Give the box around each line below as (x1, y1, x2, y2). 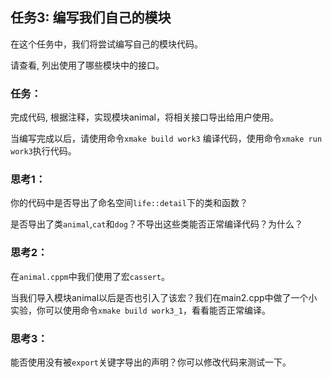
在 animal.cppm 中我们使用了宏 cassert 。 (10, 270, 170, 282)
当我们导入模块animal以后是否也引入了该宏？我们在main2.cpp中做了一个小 (10, 291, 318, 303)
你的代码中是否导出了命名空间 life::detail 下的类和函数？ (10, 197, 248, 209)
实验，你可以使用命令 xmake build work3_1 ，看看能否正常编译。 (10, 304, 272, 316)
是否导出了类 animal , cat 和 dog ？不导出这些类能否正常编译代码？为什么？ (10, 218, 303, 230)
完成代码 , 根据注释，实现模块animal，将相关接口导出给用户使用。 (10, 111, 280, 123)
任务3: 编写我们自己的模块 (10, 9, 172, 27)
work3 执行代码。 (10, 145, 77, 157)
